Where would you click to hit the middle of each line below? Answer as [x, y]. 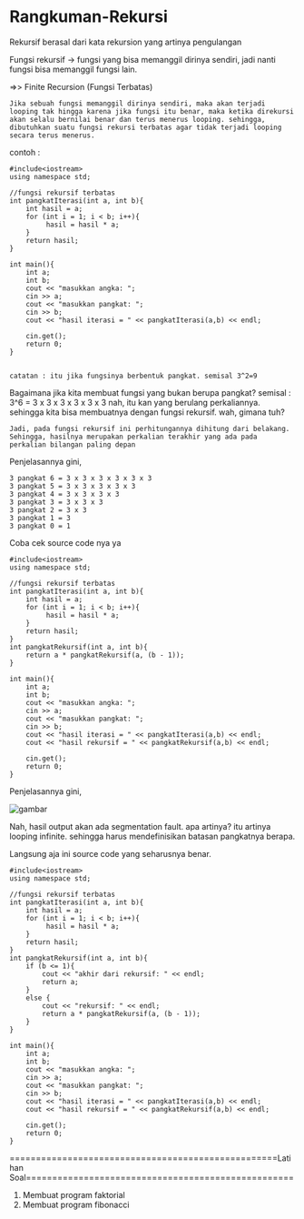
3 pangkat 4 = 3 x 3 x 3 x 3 [64, 494]
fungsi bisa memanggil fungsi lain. [74, 69]
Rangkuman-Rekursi [88, 17]
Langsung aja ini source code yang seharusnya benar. [110, 853]
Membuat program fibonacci [76, 1204]
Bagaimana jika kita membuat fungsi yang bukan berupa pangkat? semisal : [151, 392]
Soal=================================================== [152, 1177]
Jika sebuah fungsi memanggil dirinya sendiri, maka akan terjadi [137, 103]
